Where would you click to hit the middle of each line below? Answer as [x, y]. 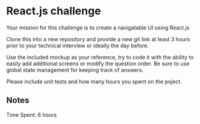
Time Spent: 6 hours [32, 114]
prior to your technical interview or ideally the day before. [77, 46]
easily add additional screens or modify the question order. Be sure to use [98, 63]
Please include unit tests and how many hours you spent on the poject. [94, 81]
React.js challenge [54, 11]
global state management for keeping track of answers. [75, 69]
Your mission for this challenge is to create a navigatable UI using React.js [98, 28]
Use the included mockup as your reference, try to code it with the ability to [100, 57]
